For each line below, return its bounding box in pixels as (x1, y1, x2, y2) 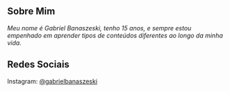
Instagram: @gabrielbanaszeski (7, 77, 98, 85)
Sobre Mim (7, 6, 56, 17)
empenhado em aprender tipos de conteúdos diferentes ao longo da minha (7, 31, 224, 39)
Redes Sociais (7, 59, 69, 71)
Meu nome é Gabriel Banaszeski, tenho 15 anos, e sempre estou (7, 24, 192, 32)
